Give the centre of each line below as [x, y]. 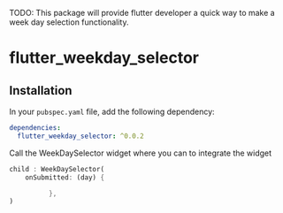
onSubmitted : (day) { [65, 177]
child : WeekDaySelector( [57, 169]
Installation [41, 91]
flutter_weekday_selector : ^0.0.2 [80, 136]
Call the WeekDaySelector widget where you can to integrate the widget [141, 153]
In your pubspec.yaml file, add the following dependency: [112, 111]
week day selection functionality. [69, 22]
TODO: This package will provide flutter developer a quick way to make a [142, 13]
